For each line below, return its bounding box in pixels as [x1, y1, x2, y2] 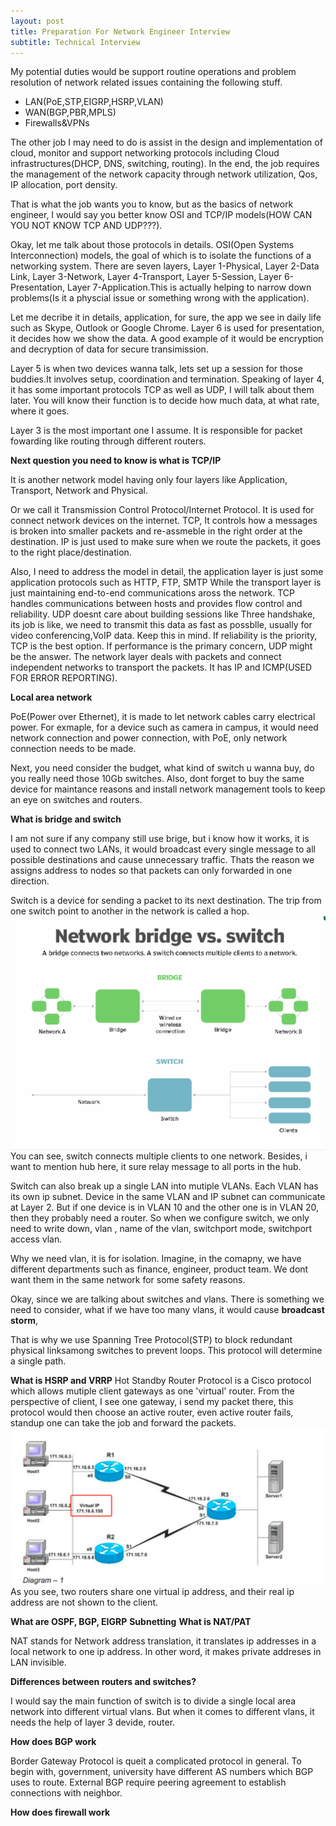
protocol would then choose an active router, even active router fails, [10, 1406, 294, 1418]
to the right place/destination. [10, 546, 132, 559]
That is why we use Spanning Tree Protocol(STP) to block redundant [10, 1333, 293, 1345]
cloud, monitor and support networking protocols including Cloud [10, 147, 280, 159]
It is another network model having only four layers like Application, [10, 474, 288, 486]
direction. [10, 875, 50, 887]
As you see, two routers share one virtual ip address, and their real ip [10, 1585, 295, 1597]
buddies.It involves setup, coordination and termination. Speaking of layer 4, [10, 373, 325, 385]
